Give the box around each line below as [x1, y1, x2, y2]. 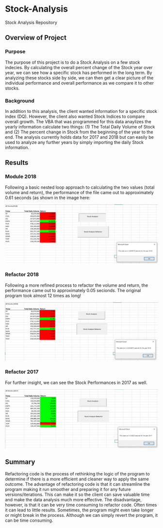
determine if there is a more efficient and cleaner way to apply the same [5, 476, 149, 482]
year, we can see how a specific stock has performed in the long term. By [5, 70, 152, 75]
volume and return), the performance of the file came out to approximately [5, 189, 154, 195]
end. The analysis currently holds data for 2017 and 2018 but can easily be [5, 134, 154, 140]
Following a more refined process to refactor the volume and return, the [5, 282, 148, 288]
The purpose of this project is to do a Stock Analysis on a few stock [5, 59, 140, 65]
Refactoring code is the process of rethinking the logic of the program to [5, 471, 150, 476]
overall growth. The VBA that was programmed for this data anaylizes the [5, 118, 151, 125]
